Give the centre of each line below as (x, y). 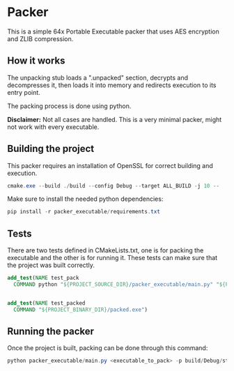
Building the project (51, 149)
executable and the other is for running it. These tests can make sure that (112, 258)
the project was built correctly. (51, 265)
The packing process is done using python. (69, 106)
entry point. (24, 92)
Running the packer (51, 332)
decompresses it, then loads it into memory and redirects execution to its (112, 85)
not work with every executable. (53, 127)
